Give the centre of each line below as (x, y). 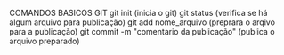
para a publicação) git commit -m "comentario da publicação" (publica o (142, 31)
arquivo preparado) (45, 41)
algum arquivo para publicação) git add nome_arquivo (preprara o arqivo (142, 22)
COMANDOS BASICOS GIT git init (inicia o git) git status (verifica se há (138, 13)
